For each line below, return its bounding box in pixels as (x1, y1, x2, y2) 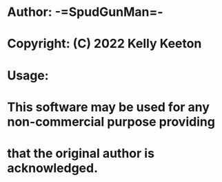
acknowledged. (7, 160, 99, 176)
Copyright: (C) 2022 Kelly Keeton (7, 36, 202, 52)
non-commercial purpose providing (7, 113, 216, 129)
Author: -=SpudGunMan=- (7, 4, 163, 20)
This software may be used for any (7, 99, 210, 115)
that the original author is (7, 145, 155, 161)
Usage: (7, 67, 50, 83)
